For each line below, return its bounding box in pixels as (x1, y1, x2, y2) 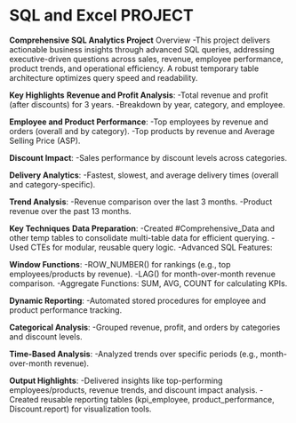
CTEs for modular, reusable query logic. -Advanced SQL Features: (30, 242, 273, 252)
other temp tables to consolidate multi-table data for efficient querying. (9, 232, 269, 243)
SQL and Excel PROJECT (9, 5, 194, 26)
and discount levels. (9, 331, 83, 342)
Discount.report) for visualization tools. (9, 403, 152, 414)
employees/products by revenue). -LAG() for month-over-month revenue (9, 268, 276, 279)
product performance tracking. (9, 304, 123, 315)
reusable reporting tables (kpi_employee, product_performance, (40, 394, 276, 404)
